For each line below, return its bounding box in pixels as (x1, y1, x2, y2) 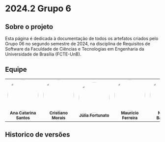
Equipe (5, 65, 27, 74)
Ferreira (122, 115, 138, 120)
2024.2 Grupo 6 (5, 3, 71, 14)
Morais (51, 115, 66, 120)
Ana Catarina (9, 110, 36, 115)
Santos (16, 115, 30, 120)
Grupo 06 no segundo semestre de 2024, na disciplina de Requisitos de (5, 41, 151, 47)
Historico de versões (5, 131, 70, 139)
